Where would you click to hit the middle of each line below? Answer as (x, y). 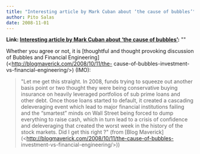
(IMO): (83, 70)
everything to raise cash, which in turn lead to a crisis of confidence (104, 120)
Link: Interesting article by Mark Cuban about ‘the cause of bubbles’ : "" (96, 40)
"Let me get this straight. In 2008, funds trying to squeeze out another (107, 81)
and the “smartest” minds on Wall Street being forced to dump (97, 113)
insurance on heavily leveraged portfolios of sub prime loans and (100, 94)
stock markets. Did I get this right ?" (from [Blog (79, 132)
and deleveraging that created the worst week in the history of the (102, 126)
